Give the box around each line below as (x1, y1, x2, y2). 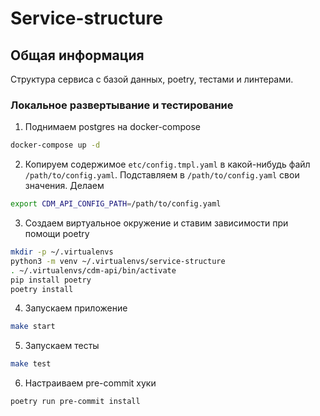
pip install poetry (10, 275, 92, 285)
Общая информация (10, 47, 145, 64)
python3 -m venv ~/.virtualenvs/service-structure (10, 256, 226, 266)
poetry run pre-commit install (10, 397, 141, 407)
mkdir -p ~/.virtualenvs (10, 247, 114, 257)
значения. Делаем (24, 180, 105, 192)
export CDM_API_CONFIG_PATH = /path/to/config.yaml (10, 199, 222, 209)
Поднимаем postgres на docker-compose (24, 121, 201, 133)
